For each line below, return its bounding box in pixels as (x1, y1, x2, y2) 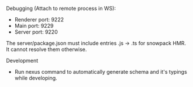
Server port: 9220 (14, 28, 58, 35)
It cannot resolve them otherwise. (6, 46, 87, 53)
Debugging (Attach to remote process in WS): (6, 5, 116, 12)
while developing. (14, 75, 57, 81)
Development (6, 57, 39, 64)
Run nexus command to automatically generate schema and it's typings (14, 68, 187, 75)
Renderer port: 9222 (14, 16, 64, 23)
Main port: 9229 (14, 23, 54, 29)
